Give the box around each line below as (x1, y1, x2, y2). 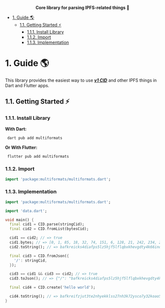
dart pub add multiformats (7, 136, 63, 140)
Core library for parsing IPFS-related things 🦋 (35, 5, 130, 10)
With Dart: (5, 126, 27, 132)
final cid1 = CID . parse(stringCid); (9, 222, 84, 227)
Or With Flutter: (5, 144, 38, 150)
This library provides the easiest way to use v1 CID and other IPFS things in (5, 77, 157, 83)
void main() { (5, 217, 34, 222)
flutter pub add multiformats (7, 154, 69, 159)
